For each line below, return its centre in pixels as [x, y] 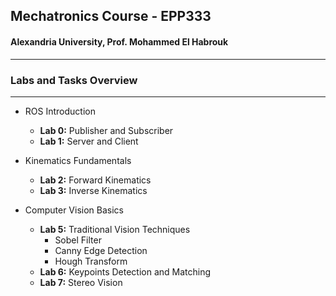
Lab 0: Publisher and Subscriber [106, 130]
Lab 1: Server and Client [89, 141]
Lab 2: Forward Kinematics [95, 180]
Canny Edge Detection [101, 250]
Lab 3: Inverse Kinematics [93, 190]
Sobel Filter [78, 240]
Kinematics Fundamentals [78, 160]
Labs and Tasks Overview [74, 80]
